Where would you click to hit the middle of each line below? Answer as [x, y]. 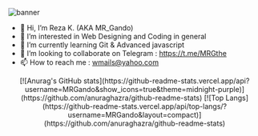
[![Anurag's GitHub [51, 81]
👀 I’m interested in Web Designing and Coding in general [113, 36]
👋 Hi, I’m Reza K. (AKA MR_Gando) [77, 28]
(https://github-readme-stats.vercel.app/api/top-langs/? [134, 106]
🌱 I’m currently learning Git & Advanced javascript [102, 45]
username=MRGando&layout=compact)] [135, 115]
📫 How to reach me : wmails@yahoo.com [89, 62]
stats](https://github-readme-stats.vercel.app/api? [166, 81]
